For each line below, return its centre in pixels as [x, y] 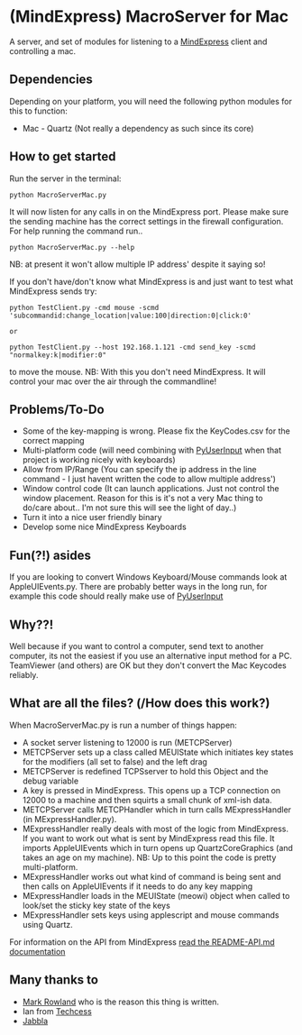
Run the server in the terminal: [65, 179]
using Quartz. [48, 924]
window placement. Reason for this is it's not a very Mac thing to [142, 499]
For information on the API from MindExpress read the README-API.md [142, 942]
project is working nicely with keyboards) [99, 460]
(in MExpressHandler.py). [69, 819]
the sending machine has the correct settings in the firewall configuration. [146, 221]
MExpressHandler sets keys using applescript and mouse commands [151, 915]
